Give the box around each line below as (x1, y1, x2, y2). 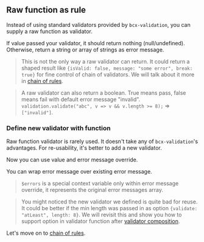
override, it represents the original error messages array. (21, 186, 163, 194)
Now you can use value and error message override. (6, 156, 138, 164)
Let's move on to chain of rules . (6, 229, 86, 237)
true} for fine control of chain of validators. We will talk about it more (21, 70, 195, 78)
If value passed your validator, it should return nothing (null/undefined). (6, 39, 185, 46)
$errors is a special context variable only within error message (21, 180, 179, 187)
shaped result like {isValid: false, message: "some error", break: (21, 64, 193, 71)
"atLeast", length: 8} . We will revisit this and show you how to (21, 211, 182, 219)
